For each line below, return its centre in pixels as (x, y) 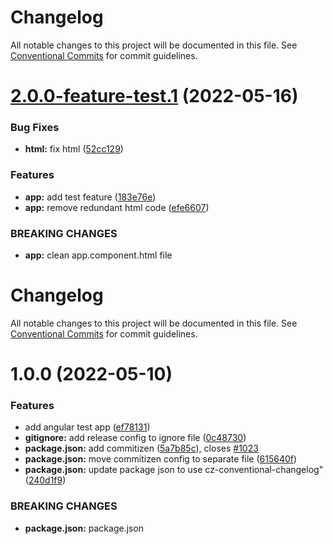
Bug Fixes (35, 128)
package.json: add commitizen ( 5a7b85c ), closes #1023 (141, 448)
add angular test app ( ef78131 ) (87, 427)
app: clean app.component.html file (98, 255)
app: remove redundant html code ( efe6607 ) (117, 207)
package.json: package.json (84, 528)
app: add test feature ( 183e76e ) (90, 197)
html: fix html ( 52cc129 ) (74, 149)
